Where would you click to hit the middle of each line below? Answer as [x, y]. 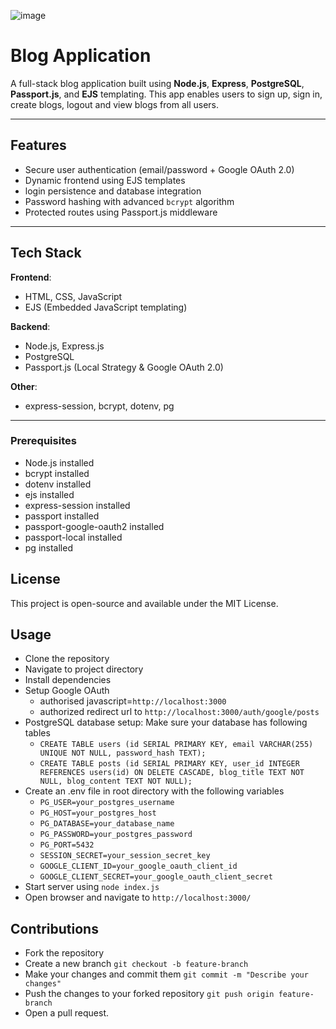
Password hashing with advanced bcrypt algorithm [129, 201]
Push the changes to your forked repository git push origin [149, 994]
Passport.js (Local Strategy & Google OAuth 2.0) [124, 367]
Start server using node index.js [92, 887]
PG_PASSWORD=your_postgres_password [116, 835]
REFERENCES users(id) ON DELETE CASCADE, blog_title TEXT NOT [172, 773]
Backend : [30, 326]
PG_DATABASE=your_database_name [107, 824]
